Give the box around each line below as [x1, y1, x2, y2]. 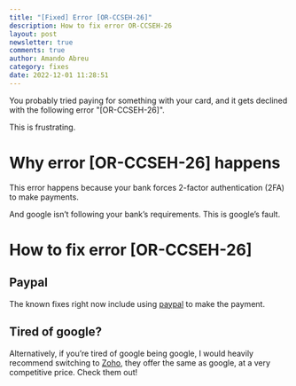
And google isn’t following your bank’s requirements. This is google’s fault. [9, 209, 281, 219]
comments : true [9, 46, 66, 55]
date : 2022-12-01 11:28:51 [9, 71, 109, 80]
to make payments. [9, 192, 80, 202]
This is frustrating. [9, 122, 76, 132]
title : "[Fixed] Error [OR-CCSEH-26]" [9, 12, 152, 22]
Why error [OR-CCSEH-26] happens [9, 153, 281, 173]
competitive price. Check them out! [9, 366, 138, 377]
